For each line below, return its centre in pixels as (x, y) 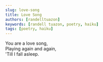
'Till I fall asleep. (22, 54)
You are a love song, (27, 43)
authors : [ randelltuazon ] (32, 19)
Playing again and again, (31, 49)
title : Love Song (24, 15)
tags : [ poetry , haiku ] (29, 29)
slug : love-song (22, 10)
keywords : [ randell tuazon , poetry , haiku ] (52, 24)
